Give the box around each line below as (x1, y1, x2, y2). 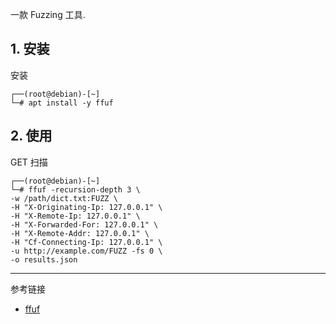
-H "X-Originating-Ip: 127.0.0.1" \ (10, 202, 163, 212)
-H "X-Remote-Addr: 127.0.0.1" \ (10, 228, 150, 238)
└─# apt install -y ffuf (10, 98, 114, 108)
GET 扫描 (10, 156, 48, 168)
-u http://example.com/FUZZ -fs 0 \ (10, 246, 163, 256)
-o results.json (10, 254, 78, 265)
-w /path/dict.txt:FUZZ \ (10, 193, 118, 203)
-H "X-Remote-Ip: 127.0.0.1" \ (10, 211, 141, 221)
